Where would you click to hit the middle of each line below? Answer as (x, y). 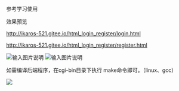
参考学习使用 (22, 9)
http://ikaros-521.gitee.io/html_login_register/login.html (74, 34)
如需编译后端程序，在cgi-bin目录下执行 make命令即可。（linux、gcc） (92, 70)
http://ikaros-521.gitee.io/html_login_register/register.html (77, 45)
